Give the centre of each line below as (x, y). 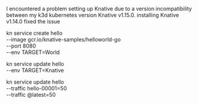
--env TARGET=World (33, 52)
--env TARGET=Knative (35, 70)
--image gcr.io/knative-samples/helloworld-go (64, 39)
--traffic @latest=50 (31, 95)
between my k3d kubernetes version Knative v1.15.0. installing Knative (93, 15)
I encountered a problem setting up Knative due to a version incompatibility (99, 9)
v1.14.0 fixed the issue (33, 21)
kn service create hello (34, 33)
